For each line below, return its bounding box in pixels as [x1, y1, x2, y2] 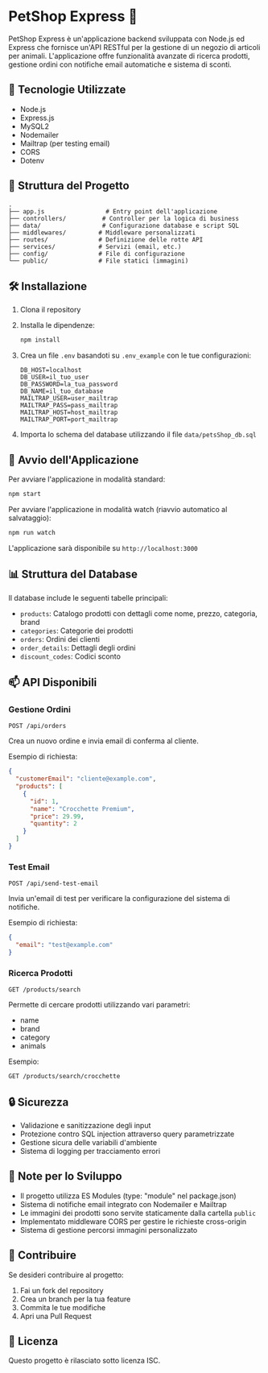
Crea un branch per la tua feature [19, 1294, 131, 1304]
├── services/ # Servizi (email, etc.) [8, 242, 182, 250]
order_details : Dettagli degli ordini [19, 643, 136, 652]
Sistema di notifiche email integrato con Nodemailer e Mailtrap [19, 1199, 227, 1209]
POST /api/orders [8, 722, 67, 730]
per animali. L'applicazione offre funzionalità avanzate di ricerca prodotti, [8, 51, 250, 60]
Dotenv [19, 155, 44, 165]
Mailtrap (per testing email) [19, 139, 110, 148]
